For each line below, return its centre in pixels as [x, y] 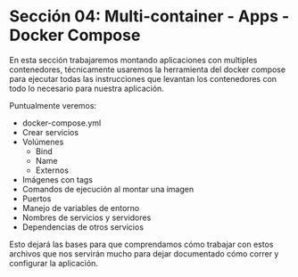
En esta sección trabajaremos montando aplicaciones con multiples [133, 60]
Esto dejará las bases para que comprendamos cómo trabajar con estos [141, 244]
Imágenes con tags [58, 179]
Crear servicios [50, 132]
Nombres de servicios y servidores [87, 217]
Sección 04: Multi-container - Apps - [149, 16]
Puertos [37, 199]
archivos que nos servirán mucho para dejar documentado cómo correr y [144, 253]
